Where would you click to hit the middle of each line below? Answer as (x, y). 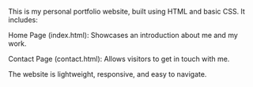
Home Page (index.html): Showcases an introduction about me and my (123, 35)
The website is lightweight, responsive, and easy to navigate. (108, 74)
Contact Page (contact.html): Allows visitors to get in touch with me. (119, 59)
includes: (23, 20)
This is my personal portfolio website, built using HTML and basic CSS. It (126, 11)
